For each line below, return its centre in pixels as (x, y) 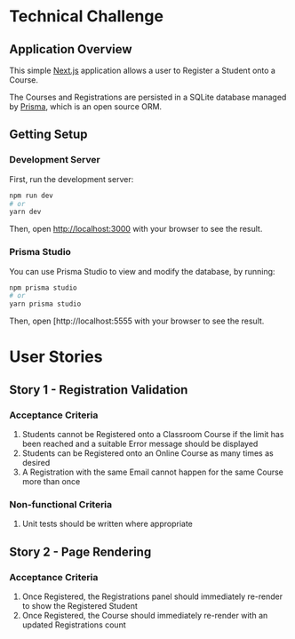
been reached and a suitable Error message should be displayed (140, 444)
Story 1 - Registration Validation (99, 390)
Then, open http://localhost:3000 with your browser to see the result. (136, 229)
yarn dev (25, 212)
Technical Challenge (87, 16)
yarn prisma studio (45, 304)
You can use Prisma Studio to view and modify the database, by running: (142, 271)
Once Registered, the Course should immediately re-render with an (145, 616)
